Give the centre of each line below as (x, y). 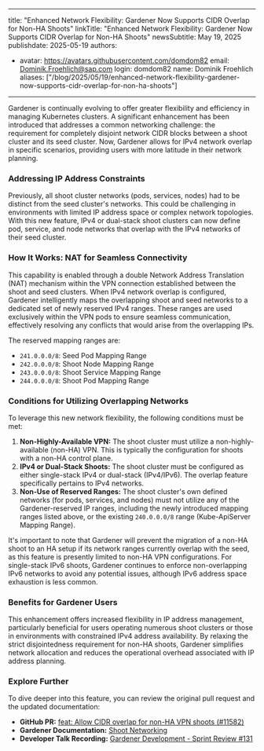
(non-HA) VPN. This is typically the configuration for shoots (147, 449)
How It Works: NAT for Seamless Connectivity (98, 258)
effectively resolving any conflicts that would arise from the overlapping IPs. (131, 325)
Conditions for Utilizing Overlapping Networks (98, 401)
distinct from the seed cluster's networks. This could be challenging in (122, 204)
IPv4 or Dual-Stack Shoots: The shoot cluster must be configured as (132, 466)
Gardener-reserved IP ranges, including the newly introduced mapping (134, 508)
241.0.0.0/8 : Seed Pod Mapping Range (83, 355)
